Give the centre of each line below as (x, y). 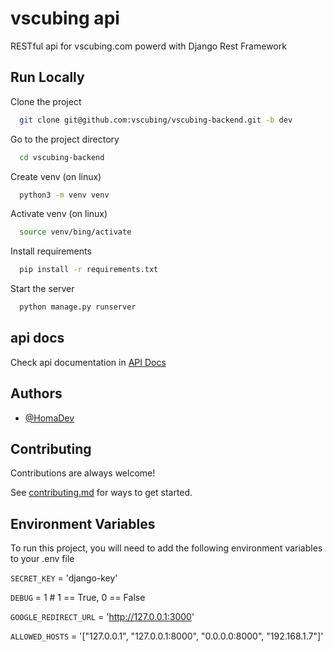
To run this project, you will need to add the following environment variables (166, 548)
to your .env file (42, 559)
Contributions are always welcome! (83, 473)
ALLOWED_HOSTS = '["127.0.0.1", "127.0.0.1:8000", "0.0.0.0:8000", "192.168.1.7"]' (167, 636)
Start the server (42, 289)
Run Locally (47, 77)
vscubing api (65, 18)
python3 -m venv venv (64, 195)
